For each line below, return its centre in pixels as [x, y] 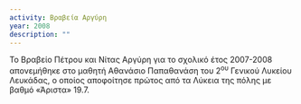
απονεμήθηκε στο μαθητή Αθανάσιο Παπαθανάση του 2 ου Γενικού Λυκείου [150, 70]
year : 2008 [30, 26]
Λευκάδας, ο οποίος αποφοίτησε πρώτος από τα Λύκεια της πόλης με [141, 81]
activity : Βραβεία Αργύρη [58, 17]
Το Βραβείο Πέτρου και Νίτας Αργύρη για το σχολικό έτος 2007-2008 [141, 60]
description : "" [40, 34]
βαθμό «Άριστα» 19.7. [50, 90]
